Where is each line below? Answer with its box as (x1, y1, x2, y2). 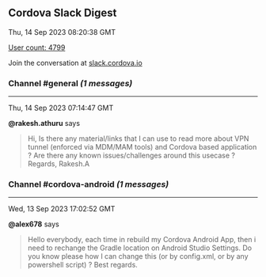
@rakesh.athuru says (8, 119, 81, 128)
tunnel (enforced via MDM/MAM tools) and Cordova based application (27, 142, 257, 152)
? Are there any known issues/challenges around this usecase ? (27, 150, 236, 161)
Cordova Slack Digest (8, 6, 117, 20)
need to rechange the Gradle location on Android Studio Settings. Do (27, 243, 252, 252)
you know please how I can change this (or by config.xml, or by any (27, 252, 249, 261)
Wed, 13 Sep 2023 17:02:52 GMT (8, 204, 116, 214)
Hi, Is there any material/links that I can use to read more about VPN (27, 134, 249, 143)
